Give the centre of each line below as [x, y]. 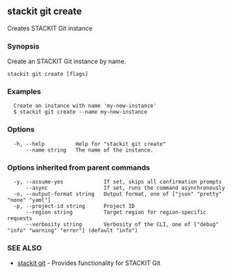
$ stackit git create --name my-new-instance [81, 112]
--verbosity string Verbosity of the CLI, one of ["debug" [122, 225]
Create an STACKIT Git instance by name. [67, 61]
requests [20, 218]
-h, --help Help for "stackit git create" [90, 144]
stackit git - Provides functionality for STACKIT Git [89, 263]
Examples [24, 92]
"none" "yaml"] [29, 200]
